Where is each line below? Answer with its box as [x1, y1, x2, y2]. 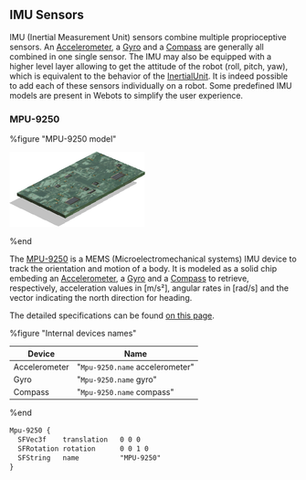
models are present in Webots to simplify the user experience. [9, 90, 244, 101]
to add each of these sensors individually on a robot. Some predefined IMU [9, 80, 292, 91]
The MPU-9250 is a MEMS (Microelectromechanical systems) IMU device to [9, 253, 297, 264]
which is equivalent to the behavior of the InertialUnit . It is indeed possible [9, 70, 289, 81]
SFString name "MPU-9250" [17, 453, 162, 463]
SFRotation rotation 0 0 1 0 [17, 443, 149, 453]
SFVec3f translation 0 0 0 [17, 434, 142, 444]
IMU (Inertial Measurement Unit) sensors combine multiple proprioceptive [9, 31, 287, 42]
